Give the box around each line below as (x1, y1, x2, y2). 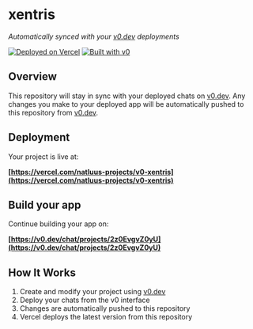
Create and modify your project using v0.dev (19, 287, 166, 297)
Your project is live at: (8, 152, 79, 161)
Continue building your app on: (8, 219, 109, 229)
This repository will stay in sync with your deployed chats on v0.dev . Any (8, 91, 246, 100)
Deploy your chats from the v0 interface (19, 295, 150, 305)
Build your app (8, 198, 81, 211)
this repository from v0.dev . (8, 108, 99, 117)
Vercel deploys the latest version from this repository (19, 312, 193, 322)
